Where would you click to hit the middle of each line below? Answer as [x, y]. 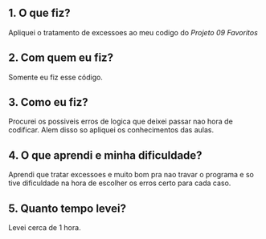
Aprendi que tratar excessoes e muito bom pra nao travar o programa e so [131, 175]
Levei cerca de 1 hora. [45, 228]
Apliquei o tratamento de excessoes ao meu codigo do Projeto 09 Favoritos [133, 32]
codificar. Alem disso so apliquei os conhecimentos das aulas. [111, 130]
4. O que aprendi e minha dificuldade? [105, 155]
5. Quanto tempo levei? [68, 208]
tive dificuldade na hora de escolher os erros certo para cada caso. [120, 183]
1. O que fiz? [39, 13]
